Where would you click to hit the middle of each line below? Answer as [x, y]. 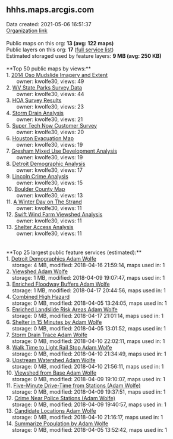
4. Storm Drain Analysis [35, 113]
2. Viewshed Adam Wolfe [37, 271]
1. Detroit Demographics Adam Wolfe [51, 258]
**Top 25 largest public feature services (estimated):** [74, 252]
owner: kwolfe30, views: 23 [50, 106]
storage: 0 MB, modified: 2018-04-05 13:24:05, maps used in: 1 [89, 303]
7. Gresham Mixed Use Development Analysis [62, 151]
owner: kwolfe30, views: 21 [50, 119]
